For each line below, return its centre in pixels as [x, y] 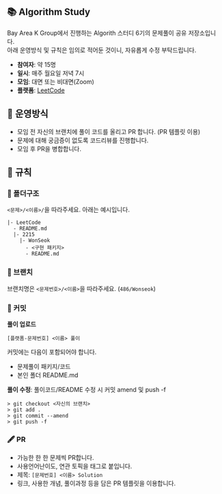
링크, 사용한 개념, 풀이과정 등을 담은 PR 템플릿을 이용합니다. [96, 483]
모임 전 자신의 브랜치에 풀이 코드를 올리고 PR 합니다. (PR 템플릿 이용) [109, 131]
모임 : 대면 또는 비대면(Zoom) [55, 81]
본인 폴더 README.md [47, 375]
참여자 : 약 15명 [37, 64]
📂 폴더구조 [23, 193]
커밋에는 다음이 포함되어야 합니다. [52, 352]
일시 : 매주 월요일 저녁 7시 [51, 73]
